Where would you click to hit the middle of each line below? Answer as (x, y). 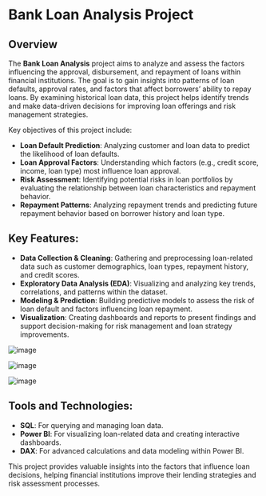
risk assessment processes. (54, 483)
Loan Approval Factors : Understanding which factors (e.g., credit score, (139, 162)
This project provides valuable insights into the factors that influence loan (129, 466)
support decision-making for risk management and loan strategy (126, 326)
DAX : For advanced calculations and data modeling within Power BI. (132, 450)
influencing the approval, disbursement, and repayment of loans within (125, 72)
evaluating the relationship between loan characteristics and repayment (138, 188)
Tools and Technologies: (71, 406)
